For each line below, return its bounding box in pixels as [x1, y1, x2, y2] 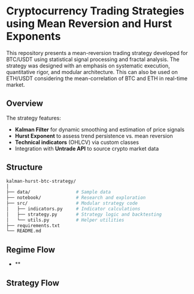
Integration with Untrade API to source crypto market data [14, 145, 159, 152]
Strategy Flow [6, 278, 60, 288]
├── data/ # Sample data [6, 189, 111, 195]
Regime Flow [6, 244, 56, 255]
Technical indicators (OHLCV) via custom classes [14, 139, 140, 146]
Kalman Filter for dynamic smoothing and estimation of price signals [14, 125, 184, 133]
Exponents [6, 30, 61, 43]
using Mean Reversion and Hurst [6, 17, 172, 30]
